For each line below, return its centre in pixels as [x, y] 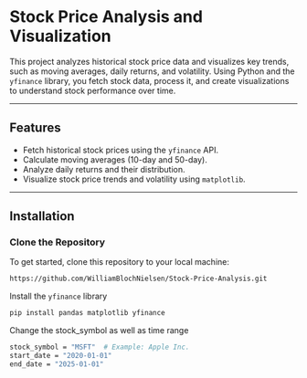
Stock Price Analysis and [106, 17]
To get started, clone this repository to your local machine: [120, 262]
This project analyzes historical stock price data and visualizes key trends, [149, 61]
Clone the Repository [58, 242]
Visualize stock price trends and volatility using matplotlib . [134, 179]
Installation [42, 216]
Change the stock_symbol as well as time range [99, 331]
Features [35, 128]
